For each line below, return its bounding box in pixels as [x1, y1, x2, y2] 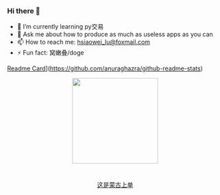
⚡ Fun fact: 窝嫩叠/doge [16, 49, 84, 57]
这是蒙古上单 [97, 181, 134, 189]
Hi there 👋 [7, 6, 41, 16]
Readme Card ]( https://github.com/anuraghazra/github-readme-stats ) [7, 64, 204, 73]
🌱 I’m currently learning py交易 [16, 23, 104, 31]
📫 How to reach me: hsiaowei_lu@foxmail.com [16, 38, 151, 47]
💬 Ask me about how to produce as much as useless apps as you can [16, 30, 214, 38]
